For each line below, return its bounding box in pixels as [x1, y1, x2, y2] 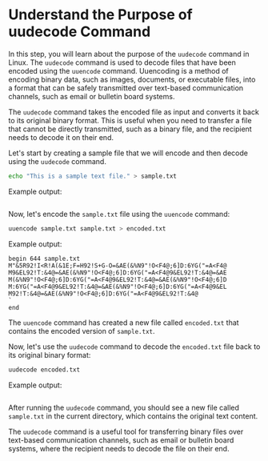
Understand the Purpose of [8, 6, 194, 24]
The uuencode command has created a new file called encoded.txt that [8, 318, 239, 327]
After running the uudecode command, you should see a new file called [8, 403, 240, 412]
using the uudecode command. [8, 156, 106, 166]
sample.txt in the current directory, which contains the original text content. [8, 411, 258, 421]
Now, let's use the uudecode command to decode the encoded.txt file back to [8, 342, 261, 351]
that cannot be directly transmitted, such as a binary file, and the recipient [8, 124, 252, 134]
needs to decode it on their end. [8, 132, 114, 142]
